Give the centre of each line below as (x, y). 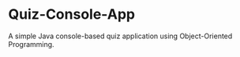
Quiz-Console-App (72, 14)
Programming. (31, 44)
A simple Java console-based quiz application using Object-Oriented (120, 36)
